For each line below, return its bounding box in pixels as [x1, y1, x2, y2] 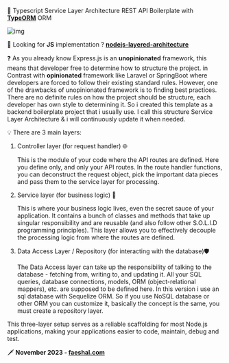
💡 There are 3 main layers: [7, 128, 82, 137]
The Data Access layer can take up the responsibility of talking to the [16, 263, 213, 271]
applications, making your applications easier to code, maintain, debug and [7, 327, 219, 336]
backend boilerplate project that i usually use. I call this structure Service [7, 108, 213, 116]
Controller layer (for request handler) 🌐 [16, 142, 128, 150]
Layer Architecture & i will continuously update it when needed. [7, 115, 186, 123]
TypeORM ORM [7, 14, 52, 22]
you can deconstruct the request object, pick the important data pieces [16, 170, 219, 178]
